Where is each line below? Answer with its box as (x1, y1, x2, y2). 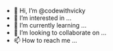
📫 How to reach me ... (13, 37, 77, 44)
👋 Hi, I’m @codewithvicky (13, 7, 86, 14)
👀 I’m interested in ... (13, 14, 72, 22)
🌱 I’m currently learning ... (13, 21, 87, 29)
